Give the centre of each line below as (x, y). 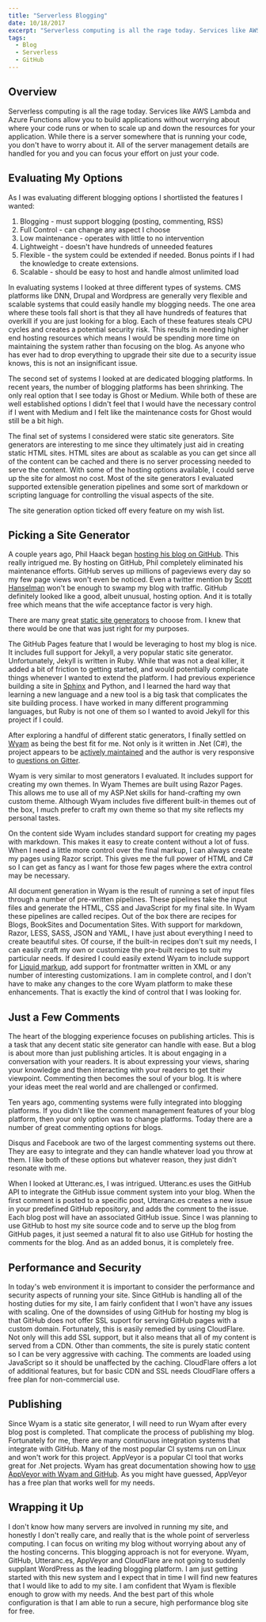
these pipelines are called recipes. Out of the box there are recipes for (123, 917)
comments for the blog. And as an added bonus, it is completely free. (121, 1243)
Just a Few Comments (64, 1017)
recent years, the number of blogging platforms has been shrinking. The (126, 386)
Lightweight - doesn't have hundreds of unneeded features (116, 246)
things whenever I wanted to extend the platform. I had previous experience (132, 678)
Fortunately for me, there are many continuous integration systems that (124, 1440)
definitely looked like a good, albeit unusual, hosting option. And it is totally (130, 597)
